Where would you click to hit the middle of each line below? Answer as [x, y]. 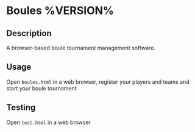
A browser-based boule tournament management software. [81, 48]
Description [29, 33]
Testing [21, 108]
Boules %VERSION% [60, 11]
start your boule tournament [42, 88]
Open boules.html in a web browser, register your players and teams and [98, 82]
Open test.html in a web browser [49, 122]
